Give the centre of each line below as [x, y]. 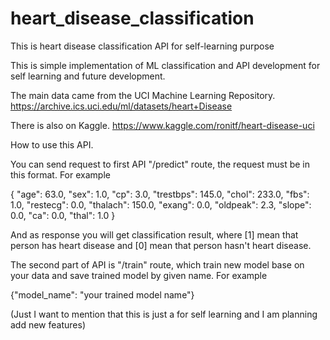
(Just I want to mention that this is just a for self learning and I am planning [164, 314]
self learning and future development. [88, 76]
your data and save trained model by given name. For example [139, 275]
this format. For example [60, 174]
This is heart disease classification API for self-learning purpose [142, 46]
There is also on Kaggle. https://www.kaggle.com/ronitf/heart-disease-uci [162, 125]
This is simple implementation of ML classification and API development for [165, 65]
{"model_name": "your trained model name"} [102, 294]
